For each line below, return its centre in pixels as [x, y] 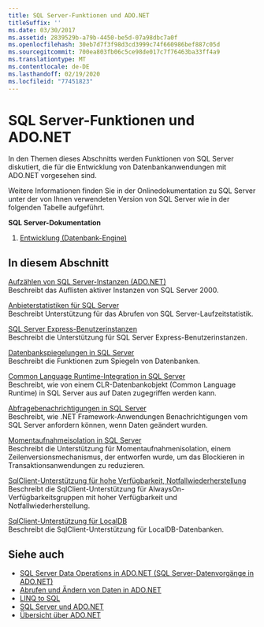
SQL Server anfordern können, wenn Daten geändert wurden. [108, 425]
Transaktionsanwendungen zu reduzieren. [77, 466]
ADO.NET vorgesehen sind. [52, 176]
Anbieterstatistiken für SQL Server [64, 306]
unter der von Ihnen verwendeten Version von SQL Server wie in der [119, 199]
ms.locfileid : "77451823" [50, 81]
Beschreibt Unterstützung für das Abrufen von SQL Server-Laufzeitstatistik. [131, 314]
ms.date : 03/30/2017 [42, 30]
